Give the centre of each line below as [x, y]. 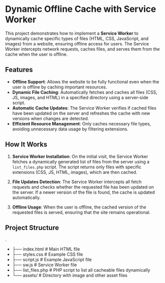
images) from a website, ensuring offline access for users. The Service [77, 43]
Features [19, 70]
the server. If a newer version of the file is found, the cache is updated [83, 192]
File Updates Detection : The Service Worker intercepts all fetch [77, 182]
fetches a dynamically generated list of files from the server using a [81, 162]
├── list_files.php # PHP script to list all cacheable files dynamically [81, 270]
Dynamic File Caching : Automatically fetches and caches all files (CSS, [85, 92]
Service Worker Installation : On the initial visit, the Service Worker [80, 156]
